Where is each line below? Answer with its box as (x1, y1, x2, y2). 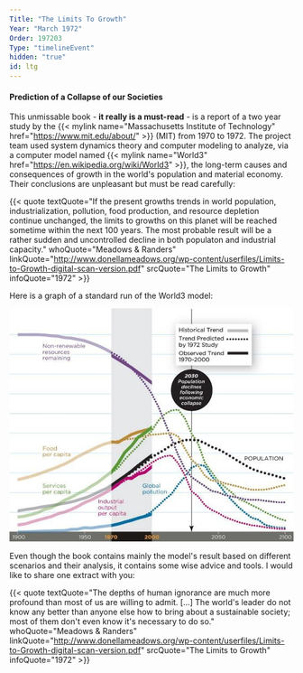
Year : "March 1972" (9, 23, 83, 33)
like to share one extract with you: (9, 570, 135, 581)
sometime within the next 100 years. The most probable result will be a (9, 225, 272, 236)
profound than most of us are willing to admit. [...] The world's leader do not (9, 597, 291, 608)
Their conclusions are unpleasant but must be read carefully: (9, 179, 236, 190)
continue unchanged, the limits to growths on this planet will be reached (9, 215, 278, 226)
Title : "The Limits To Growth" (9, 14, 127, 23)
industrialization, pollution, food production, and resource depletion (9, 206, 260, 217)
